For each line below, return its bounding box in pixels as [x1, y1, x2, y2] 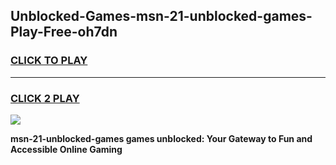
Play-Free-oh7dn [10, 24, 118, 41]
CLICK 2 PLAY [10, 91, 80, 105]
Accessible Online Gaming [10, 143, 123, 155]
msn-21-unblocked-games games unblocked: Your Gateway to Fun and [10, 132, 313, 144]
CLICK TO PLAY [10, 54, 88, 68]
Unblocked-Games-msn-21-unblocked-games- [10, 8, 313, 25]
